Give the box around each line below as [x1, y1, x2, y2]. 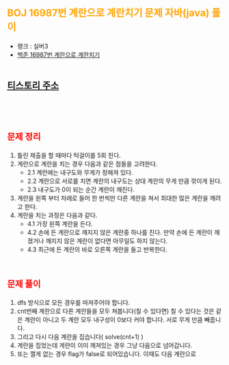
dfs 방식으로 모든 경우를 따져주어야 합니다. [16, 298, 131, 306]
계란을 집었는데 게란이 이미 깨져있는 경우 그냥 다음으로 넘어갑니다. [16, 341, 193, 349]
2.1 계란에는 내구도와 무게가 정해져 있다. [27, 168, 133, 176]
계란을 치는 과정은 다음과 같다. [16, 211, 98, 219]
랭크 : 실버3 [16, 42, 49, 50]
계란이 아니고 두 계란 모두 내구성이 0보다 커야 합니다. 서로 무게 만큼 [24, 315, 203, 323]
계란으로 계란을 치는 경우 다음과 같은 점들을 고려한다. [16, 160, 158, 168]
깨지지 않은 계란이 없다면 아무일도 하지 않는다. [45, 236, 168, 244]
